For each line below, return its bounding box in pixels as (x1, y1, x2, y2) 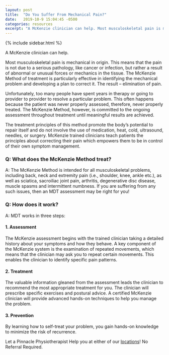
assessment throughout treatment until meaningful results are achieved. (5, 112, 154, 118)
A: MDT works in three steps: (5, 212, 65, 219)
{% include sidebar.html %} (5, 40, 62, 46)
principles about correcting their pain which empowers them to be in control (5, 138, 163, 144)
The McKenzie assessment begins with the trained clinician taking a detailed (5, 235, 164, 241)
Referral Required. (5, 344, 43, 350)
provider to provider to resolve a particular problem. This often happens (5, 96, 154, 102)
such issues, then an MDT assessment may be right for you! (5, 188, 130, 194)
